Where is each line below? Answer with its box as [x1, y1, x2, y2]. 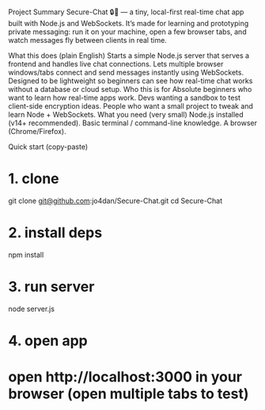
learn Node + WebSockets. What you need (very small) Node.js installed [8, 110, 244, 119]
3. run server [8, 278, 95, 296]
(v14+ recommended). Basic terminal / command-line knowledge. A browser [8, 118, 258, 128]
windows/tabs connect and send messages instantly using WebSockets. [8, 67, 244, 77]
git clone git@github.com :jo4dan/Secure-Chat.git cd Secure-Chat [8, 196, 223, 205]
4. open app [8, 332, 89, 350]
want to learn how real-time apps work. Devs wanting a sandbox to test [8, 93, 241, 102]
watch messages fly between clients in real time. [8, 36, 168, 44]
